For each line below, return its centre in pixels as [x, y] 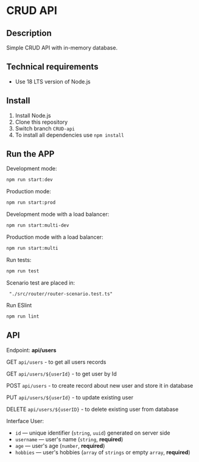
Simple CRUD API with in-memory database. [62, 48]
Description [29, 33]
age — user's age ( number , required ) [60, 446]
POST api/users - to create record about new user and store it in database [100, 385]
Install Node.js [33, 115]
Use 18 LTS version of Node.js [53, 81]
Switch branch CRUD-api [45, 128]
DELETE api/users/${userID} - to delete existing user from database [93, 409]
